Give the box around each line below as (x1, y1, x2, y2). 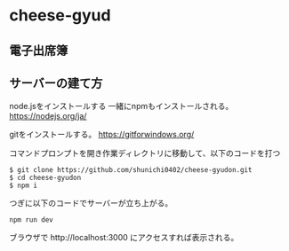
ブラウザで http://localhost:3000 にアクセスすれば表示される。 (9, 232, 239, 243)
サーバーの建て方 (9, 75, 103, 90)
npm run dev (9, 216, 53, 224)
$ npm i (9, 181, 38, 191)
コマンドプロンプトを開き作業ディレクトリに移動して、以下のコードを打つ (9, 148, 281, 159)
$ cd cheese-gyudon (9, 174, 82, 183)
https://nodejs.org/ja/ (9, 111, 87, 122)
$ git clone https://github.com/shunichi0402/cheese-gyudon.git (9, 166, 253, 175)
